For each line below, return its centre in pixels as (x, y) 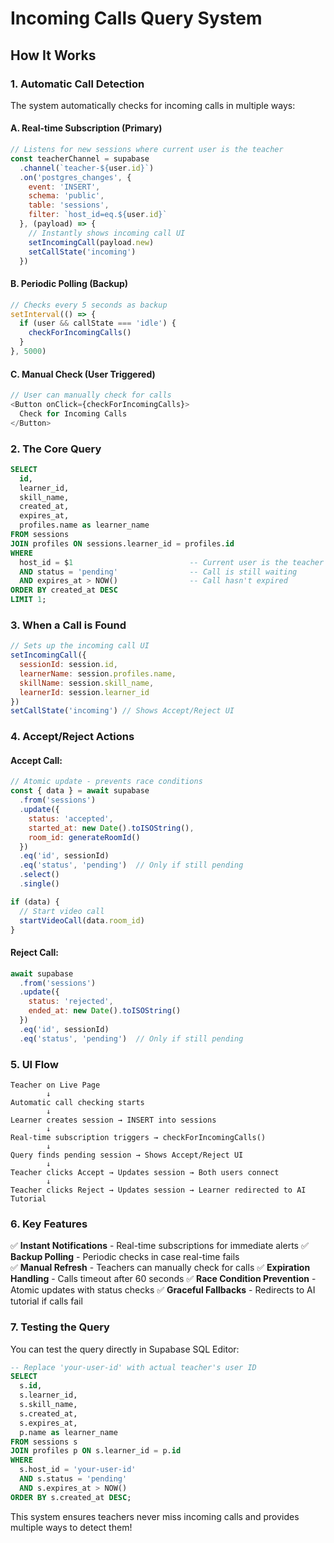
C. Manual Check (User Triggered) (83, 374)
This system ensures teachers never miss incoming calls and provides (155, 1516)
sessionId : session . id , (68, 665)
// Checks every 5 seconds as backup (89, 305)
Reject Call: (34, 953)
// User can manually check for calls (91, 395)
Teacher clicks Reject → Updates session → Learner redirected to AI (158, 1190)
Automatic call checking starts (77, 1102)
